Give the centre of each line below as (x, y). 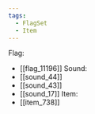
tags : (17, 16)
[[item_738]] (40, 102)
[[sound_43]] (41, 85)
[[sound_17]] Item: (49, 94)
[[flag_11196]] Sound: (53, 69)
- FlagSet (31, 23)
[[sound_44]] (41, 77)
